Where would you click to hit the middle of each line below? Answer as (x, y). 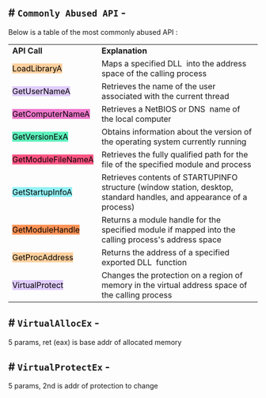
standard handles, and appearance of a (175, 197)
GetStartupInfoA (42, 191)
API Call (27, 51)
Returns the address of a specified (165, 252)
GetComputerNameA (51, 114)
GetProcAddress (43, 257)
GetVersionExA (40, 136)
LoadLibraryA (37, 68)
